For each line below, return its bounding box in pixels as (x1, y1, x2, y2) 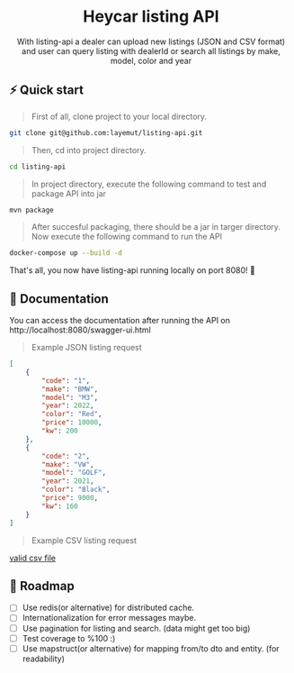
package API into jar (31, 187, 106, 199)
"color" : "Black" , (41, 485, 111, 495)
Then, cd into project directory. (31, 144, 147, 155)
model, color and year (111, 55, 192, 66)
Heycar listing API (83, 6, 219, 27)
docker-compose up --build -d (9, 249, 123, 258)
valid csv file (9, 552, 57, 563)
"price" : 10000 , (41, 418, 102, 427)
